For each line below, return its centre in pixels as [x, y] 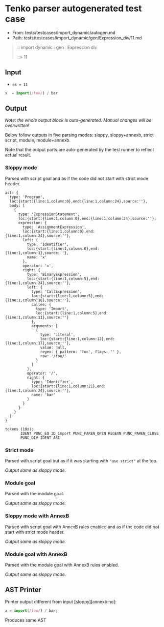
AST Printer [23, 590]
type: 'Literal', [58, 335]
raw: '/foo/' [53, 356]
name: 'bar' [43, 395]
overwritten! [17, 125]
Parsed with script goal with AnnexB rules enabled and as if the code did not [82, 527]
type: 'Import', [52, 309]
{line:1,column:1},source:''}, [37, 253]
